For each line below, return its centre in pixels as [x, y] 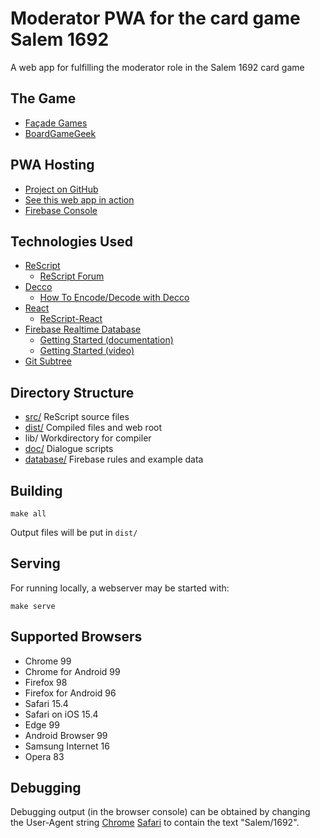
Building [36, 490]
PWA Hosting [52, 165]
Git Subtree [48, 361]
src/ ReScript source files [77, 417]
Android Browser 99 [66, 735]
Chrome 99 [48, 661]
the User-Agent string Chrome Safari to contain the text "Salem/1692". [155, 823]
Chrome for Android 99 [72, 671]
